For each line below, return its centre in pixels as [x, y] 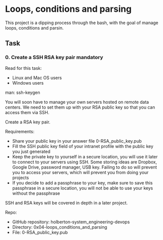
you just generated [31, 151]
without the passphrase [36, 193]
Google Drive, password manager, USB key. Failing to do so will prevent [84, 167]
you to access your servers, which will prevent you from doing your [80, 172]
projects [21, 178]
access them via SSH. [27, 112]
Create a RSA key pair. [28, 122]
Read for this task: [24, 68]
